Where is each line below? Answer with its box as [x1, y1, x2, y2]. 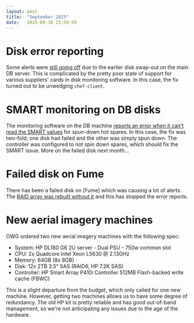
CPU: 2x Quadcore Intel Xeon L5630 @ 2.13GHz [14, 251, 130, 258]
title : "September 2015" [6, 14, 69, 20]
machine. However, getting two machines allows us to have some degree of [6, 293, 188, 300]
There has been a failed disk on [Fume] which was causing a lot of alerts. [6, 187, 182, 194]
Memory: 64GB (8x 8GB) [14, 256, 75, 263]
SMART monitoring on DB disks [6, 103, 161, 116]
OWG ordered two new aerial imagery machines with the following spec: [6, 233, 180, 240]
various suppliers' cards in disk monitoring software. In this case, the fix [6, 77, 179, 84]
